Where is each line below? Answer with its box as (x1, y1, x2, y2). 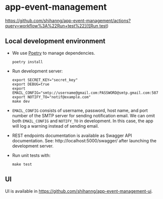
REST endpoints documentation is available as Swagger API (12, 133, 132, 138)
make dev (12, 99, 30, 104)
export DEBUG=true (12, 82, 50, 87)
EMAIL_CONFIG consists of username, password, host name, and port (12, 107, 148, 113)
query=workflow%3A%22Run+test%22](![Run (5, 22, 99, 28)
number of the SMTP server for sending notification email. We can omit (12, 112, 155, 118)
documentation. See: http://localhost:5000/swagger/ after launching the (12, 137, 157, 143)
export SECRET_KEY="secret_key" (12, 77, 78, 82)
